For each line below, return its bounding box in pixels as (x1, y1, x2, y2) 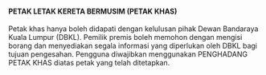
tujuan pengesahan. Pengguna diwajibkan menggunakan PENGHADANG (8, 49, 248, 59)
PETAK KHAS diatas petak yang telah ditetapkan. (8, 58, 170, 68)
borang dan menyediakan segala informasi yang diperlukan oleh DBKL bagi (8, 41, 258, 51)
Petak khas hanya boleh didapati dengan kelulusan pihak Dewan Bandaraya (8, 24, 259, 34)
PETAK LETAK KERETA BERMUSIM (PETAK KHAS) (8, 6, 178, 16)
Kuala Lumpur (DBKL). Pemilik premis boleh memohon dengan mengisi (8, 33, 243, 42)
